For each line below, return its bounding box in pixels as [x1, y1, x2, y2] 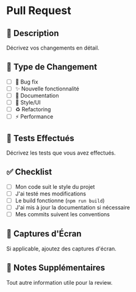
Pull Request [6, 4, 71, 18]
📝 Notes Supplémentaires [6, 263, 106, 273]
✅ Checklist [6, 167, 52, 177]
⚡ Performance [15, 113, 54, 120]
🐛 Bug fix [15, 78, 38, 86]
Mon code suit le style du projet [15, 183, 95, 190]
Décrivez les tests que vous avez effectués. [6, 149, 116, 156]
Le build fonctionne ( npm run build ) [15, 197, 105, 204]
